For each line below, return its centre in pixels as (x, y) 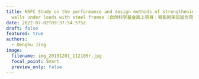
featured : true (25, 34)
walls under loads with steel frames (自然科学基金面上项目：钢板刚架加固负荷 (102, 17)
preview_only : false (37, 67)
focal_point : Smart (36, 61)
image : (14, 50)
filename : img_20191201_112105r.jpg (57, 56)
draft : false (22, 28)
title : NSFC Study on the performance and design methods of (83, 12)
